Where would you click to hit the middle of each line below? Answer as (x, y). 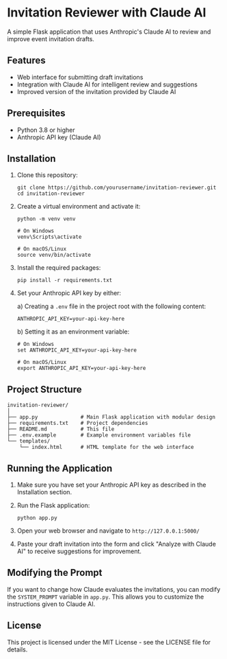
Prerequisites (36, 114)
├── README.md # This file (61, 429)
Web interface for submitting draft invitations (80, 77)
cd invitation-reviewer (51, 194)
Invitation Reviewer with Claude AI (107, 13)
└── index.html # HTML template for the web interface (107, 448)
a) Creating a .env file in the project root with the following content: (111, 306)
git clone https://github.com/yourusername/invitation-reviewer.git (117, 188)
